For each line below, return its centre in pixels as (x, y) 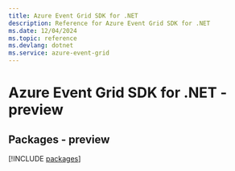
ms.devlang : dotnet (41, 46)
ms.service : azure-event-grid (59, 53)
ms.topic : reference (43, 38)
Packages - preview (59, 139)
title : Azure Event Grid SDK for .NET (73, 16)
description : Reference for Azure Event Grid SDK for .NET (109, 23)
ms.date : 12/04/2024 (43, 31)
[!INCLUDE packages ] (45, 159)
